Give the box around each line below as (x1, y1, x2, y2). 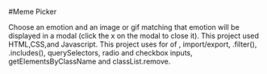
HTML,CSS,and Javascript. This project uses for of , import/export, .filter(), (8, 39, 257, 49)
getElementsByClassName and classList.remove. (8, 56, 171, 66)
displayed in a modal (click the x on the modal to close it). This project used (8, 31, 260, 40)
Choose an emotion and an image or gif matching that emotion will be (8, 23, 240, 31)
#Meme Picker (8, 7, 57, 16)
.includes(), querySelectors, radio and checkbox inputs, (8, 48, 194, 57)
